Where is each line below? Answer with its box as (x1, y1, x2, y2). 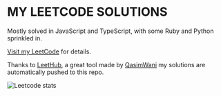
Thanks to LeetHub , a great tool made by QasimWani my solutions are (7, 60, 206, 69)
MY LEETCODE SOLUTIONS (7, 4, 168, 20)
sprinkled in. (7, 34, 43, 42)
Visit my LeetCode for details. (7, 47, 92, 56)
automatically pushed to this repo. (7, 68, 104, 76)
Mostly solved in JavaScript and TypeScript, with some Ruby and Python (7, 27, 214, 35)
